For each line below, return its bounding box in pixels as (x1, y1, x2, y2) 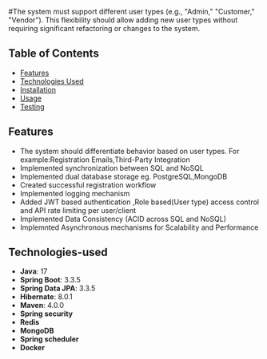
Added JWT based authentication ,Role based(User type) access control (19, 197, 260, 207)
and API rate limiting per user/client (19, 205, 137, 215)
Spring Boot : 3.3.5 (19, 275, 82, 285)
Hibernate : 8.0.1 (19, 292, 74, 302)
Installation (19, 85, 57, 94)
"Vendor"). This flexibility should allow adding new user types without (8, 15, 238, 25)
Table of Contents (8, 47, 100, 61)
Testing (19, 101, 46, 111)
